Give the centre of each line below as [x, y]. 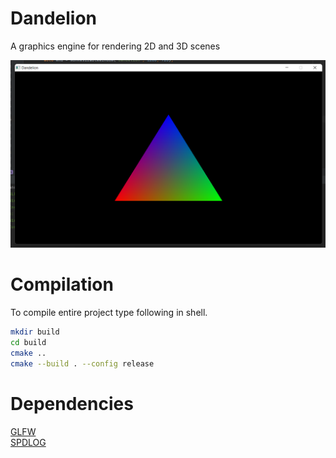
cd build [28, 342]
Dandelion [54, 18]
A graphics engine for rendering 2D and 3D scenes [115, 46]
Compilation [62, 284]
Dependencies [72, 403]
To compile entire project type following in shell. [109, 313]
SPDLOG [28, 442]
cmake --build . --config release [82, 363]
